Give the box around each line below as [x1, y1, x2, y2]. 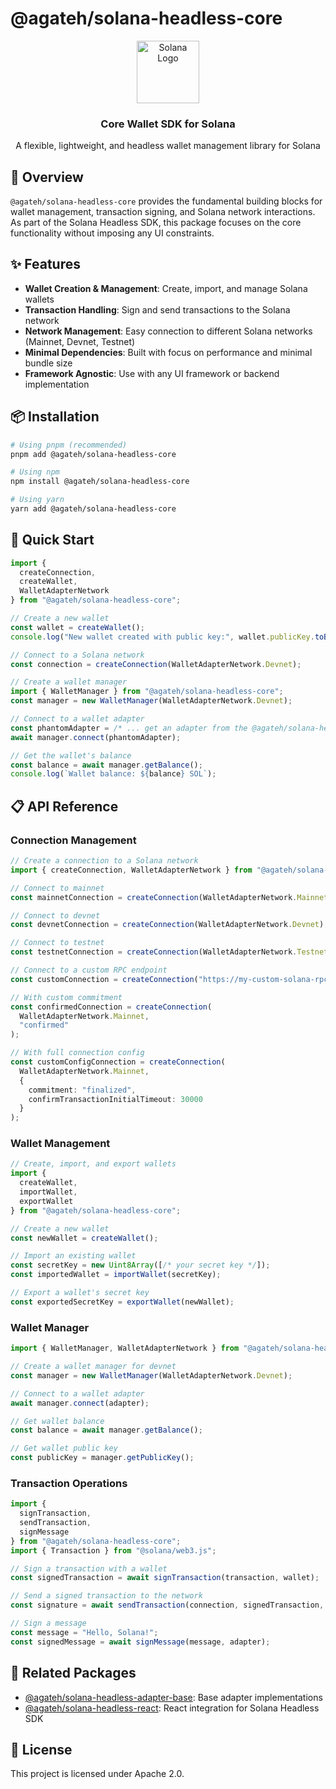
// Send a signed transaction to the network [10, 1591, 203, 1601]
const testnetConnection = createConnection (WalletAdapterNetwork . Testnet [10, 947, 329, 957]
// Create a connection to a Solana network [10, 856, 199, 866]
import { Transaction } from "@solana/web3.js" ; [10, 1545, 217, 1556]
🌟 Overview [10, 168, 84, 186]
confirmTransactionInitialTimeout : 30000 [28, 1094, 203, 1104]
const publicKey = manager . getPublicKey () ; [10, 1453, 195, 1463]
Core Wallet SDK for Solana [100, 117, 236, 131]
